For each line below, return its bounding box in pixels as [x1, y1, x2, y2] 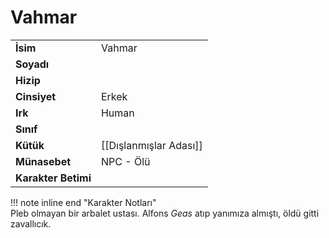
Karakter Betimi [15, 171, 92, 185]
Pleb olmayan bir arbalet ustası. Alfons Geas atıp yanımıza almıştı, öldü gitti [10, 207, 320, 219]
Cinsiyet [15, 89, 57, 103]
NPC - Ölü [100, 154, 151, 168]
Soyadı [15, 57, 50, 71]
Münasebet [15, 154, 72, 168]
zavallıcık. [10, 217, 52, 230]
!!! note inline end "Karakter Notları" [10, 196, 157, 208]
